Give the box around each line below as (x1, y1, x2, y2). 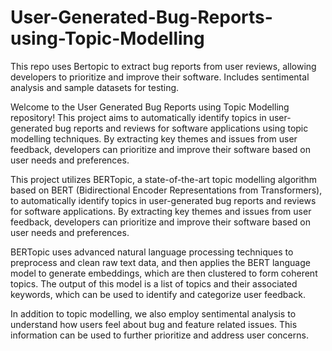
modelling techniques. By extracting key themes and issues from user (10, 132, 298, 145)
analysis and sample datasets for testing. (10, 81, 180, 93)
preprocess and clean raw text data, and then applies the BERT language (10, 256, 311, 268)
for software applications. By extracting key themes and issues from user (10, 205, 312, 217)
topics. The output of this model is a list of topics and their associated (10, 277, 298, 290)
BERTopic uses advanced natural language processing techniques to (10, 246, 294, 258)
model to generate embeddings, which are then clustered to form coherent (10, 267, 318, 279)
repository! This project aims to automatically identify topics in (10, 111, 267, 123)
